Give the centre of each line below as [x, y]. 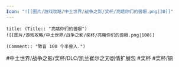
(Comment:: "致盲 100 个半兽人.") [46, 46]
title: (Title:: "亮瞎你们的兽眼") [47, 29]
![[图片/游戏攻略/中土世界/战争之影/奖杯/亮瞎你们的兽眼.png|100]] [81, 35]
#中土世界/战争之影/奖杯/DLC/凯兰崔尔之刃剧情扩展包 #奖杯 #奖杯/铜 [89, 58]
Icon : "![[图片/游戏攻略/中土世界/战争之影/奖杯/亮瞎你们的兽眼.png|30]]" [90, 11]
